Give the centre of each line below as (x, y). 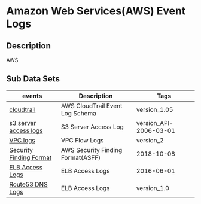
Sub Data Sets (33, 79)
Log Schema (79, 113)
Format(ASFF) (81, 157)
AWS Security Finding (92, 150)
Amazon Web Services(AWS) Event (96, 11)
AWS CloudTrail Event (92, 106)
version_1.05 (155, 109)
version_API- (155, 123)
